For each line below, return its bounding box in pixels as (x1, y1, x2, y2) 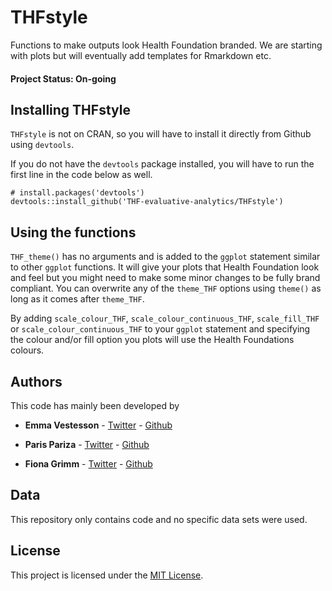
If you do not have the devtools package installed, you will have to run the (10, 158, 315, 170)
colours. (10, 344, 45, 356)
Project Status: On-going (10, 72, 117, 85)
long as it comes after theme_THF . (10, 293, 145, 305)
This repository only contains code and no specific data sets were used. (10, 513, 308, 525)
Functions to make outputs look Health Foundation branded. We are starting (10, 39, 323, 51)
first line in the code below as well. (10, 169, 153, 181)
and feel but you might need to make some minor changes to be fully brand (10, 272, 321, 284)
